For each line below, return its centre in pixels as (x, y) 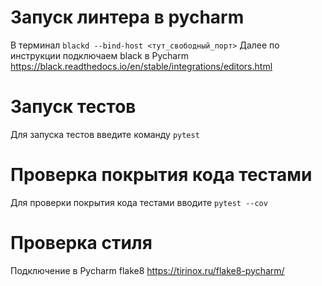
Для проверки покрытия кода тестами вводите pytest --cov (139, 202)
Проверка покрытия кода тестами (161, 175)
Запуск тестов (73, 107)
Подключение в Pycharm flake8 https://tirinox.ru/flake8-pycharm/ (147, 270)
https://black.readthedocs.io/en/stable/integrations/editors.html (141, 66)
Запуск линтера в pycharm (127, 17)
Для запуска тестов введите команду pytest (105, 134)
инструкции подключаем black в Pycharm (99, 55)
